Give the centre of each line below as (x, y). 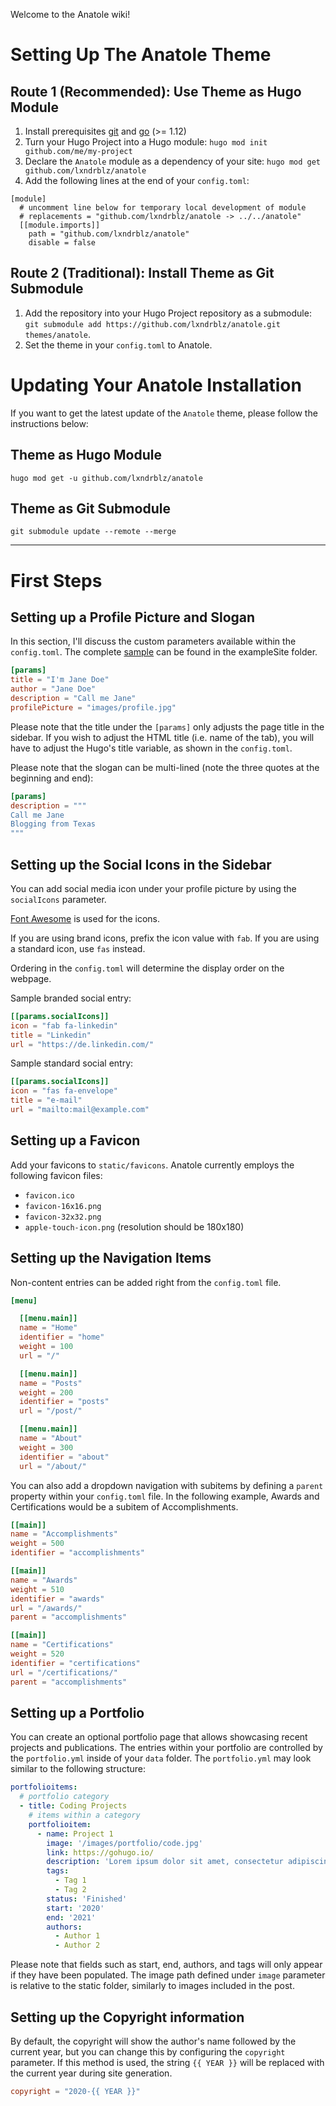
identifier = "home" (62, 1337)
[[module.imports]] (60, 225)
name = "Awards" (44, 1580)
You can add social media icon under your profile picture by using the (153, 888)
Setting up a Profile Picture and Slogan (133, 617)
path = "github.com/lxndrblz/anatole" (109, 234)
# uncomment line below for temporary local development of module (163, 208)
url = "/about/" (53, 1466)
